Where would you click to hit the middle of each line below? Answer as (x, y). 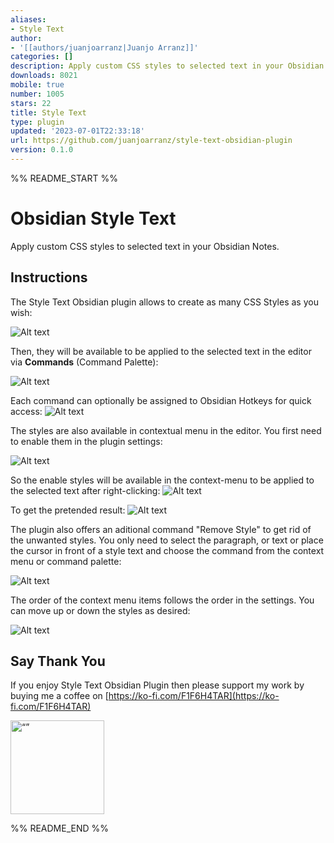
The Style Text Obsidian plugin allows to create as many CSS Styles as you (164, 302)
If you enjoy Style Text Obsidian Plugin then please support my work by (157, 685)
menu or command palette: (66, 561)
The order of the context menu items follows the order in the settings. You (162, 600)
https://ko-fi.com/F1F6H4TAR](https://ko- (194, 696)
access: (26, 411)
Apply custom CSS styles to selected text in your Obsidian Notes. (145, 246)
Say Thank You (58, 661)
